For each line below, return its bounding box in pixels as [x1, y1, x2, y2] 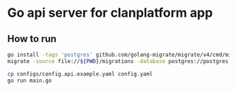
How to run [7, 33, 57, 45]
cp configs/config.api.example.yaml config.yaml [7, 70, 153, 78]
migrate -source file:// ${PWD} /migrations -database [7, 57, 166, 64]
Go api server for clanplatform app [7, 5, 213, 21]
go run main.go [7, 77, 52, 84]
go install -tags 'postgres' [7, 51, 93, 58]
